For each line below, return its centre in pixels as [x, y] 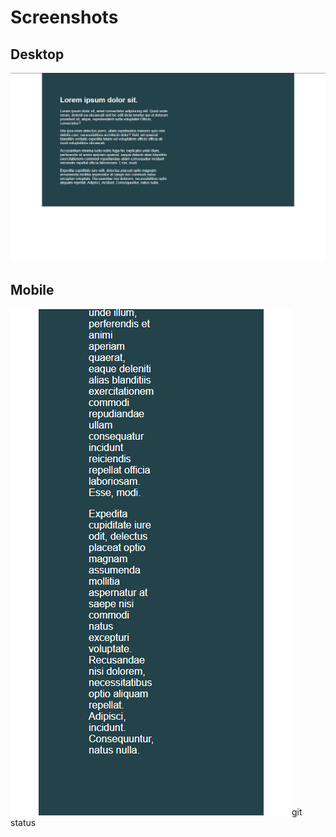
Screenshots [64, 17]
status [23, 822]
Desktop [37, 54]
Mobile [32, 290]
